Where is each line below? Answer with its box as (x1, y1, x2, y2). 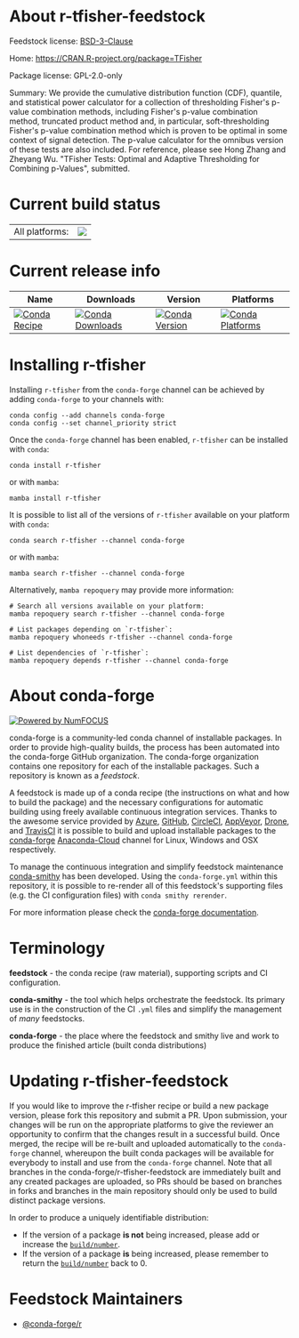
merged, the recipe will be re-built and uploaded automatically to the (9, 1138, 261, 1149)
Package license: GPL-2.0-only (9, 69, 123, 81)
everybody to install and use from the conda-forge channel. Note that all (9, 1157, 272, 1167)
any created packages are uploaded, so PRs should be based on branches (9, 1176, 283, 1187)
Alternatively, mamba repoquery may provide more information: (9, 584, 234, 595)
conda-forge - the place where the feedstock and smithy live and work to (9, 1030, 279, 1041)
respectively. (9, 843, 56, 855)
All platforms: (13, 225, 69, 238)
